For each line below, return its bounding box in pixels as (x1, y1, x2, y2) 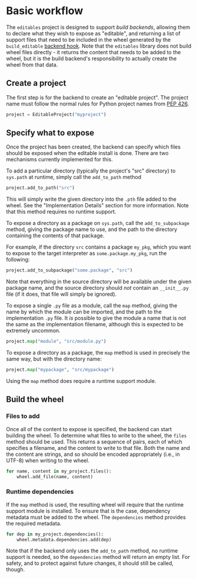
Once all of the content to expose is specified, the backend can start (6, 425, 172, 432)
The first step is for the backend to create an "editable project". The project (6, 94, 189, 101)
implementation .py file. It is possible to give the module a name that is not (6, 315, 186, 322)
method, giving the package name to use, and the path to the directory (6, 226, 178, 233)
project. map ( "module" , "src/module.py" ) (6, 339, 107, 345)
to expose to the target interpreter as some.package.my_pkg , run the (6, 250, 167, 257)
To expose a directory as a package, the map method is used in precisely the (6, 349, 190, 356)
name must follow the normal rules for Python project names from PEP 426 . (6, 100, 189, 107)
